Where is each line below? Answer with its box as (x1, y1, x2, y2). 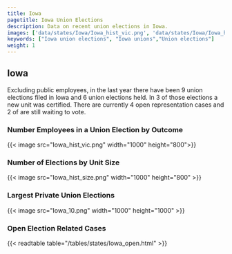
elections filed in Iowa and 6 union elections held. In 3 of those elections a (7, 93, 218, 101)
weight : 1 (7, 42, 36, 49)
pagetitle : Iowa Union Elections (7, 17, 104, 23)
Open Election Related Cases (7, 223, 106, 233)
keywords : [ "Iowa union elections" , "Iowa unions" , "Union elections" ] (7, 36, 215, 43)
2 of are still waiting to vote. (7, 107, 86, 116)
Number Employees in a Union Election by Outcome (7, 125, 184, 134)
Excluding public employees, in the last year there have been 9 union (7, 85, 203, 94)
